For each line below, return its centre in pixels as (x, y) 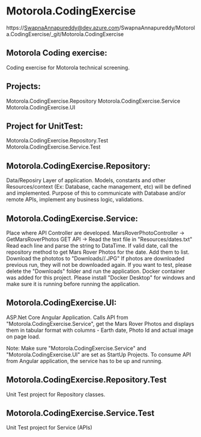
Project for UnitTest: (45, 126)
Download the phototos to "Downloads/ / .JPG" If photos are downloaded (95, 258)
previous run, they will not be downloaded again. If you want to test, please (99, 265)
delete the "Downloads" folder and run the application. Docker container (96, 271)
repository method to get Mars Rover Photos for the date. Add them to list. (98, 252)
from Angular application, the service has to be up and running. (85, 361)
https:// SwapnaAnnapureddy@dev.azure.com (63, 28)
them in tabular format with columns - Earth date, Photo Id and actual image (100, 330)
